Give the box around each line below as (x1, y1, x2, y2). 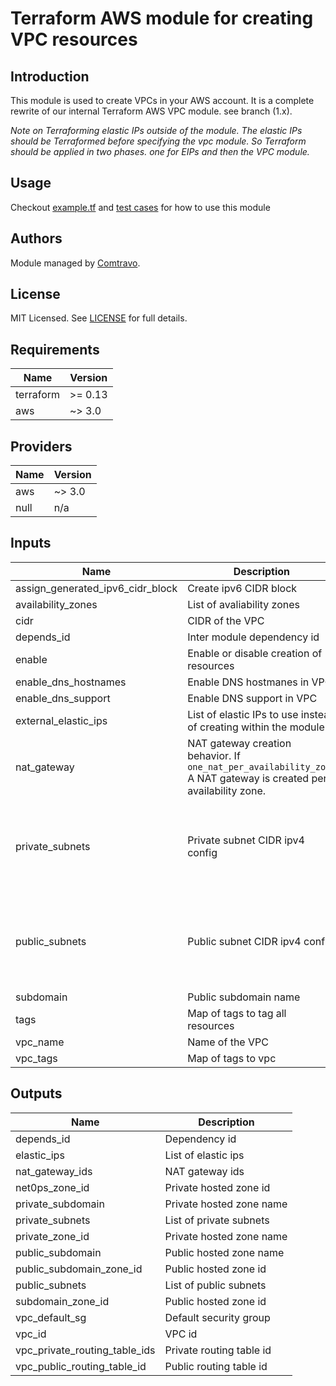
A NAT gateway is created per (187, 771, 328, 785)
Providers (10, 438, 73, 455)
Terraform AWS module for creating (10, 7, 314, 30)
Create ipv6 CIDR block (187, 581, 298, 595)
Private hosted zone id (164, 1180, 271, 1194)
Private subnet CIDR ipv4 (187, 833, 305, 847)
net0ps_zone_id (15, 1180, 90, 1194)
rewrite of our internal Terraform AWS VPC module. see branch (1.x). (10, 105, 293, 117)
